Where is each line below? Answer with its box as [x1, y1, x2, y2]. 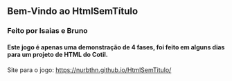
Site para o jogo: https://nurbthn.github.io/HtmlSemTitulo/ [7, 65, 172, 74]
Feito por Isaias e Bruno [7, 26, 88, 36]
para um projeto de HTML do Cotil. [7, 50, 109, 58]
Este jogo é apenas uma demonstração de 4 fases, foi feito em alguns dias [7, 43, 225, 51]
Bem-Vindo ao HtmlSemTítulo [7, 5, 139, 17]
